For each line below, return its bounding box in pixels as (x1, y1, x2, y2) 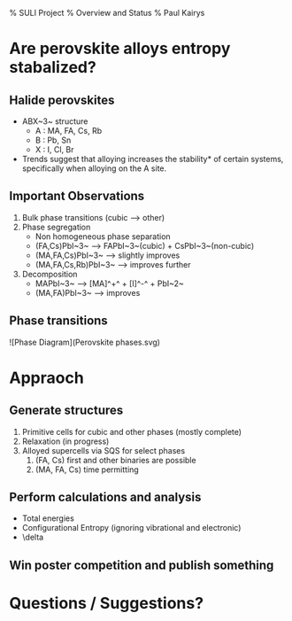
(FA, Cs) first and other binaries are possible (35, 454, 196, 465)
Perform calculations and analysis (9, 490, 202, 505)
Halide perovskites (9, 92, 115, 107)
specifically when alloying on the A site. (21, 163, 167, 174)
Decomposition (21, 268, 78, 279)
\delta (21, 532, 44, 543)
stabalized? (9, 58, 97, 78)
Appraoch (9, 368, 84, 388)
